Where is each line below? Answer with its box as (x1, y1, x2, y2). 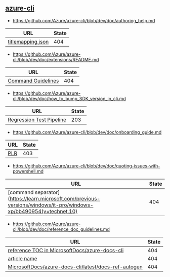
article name (8, 255, 37, 262)
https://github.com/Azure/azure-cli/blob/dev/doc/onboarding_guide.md (12, 129, 162, 135)
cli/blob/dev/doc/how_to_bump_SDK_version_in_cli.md (12, 95, 126, 101)
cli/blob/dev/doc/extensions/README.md (12, 56, 99, 62)
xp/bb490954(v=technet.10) (8, 207, 78, 215)
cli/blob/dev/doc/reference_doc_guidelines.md (12, 226, 110, 232)
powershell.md (12, 168, 44, 174)
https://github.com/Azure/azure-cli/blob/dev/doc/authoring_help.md (12, 17, 155, 23)
